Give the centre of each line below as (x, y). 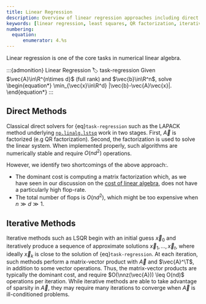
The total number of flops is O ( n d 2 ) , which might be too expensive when (106, 197)
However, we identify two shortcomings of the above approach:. (87, 165)
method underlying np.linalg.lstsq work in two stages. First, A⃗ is (91, 132)
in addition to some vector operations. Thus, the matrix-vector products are (102, 268)
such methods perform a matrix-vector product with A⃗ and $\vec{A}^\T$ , (100, 262)
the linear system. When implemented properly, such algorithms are (92, 145)
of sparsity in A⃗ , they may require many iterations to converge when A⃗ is (101, 288)
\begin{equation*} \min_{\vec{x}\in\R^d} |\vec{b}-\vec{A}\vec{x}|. (89, 85)
